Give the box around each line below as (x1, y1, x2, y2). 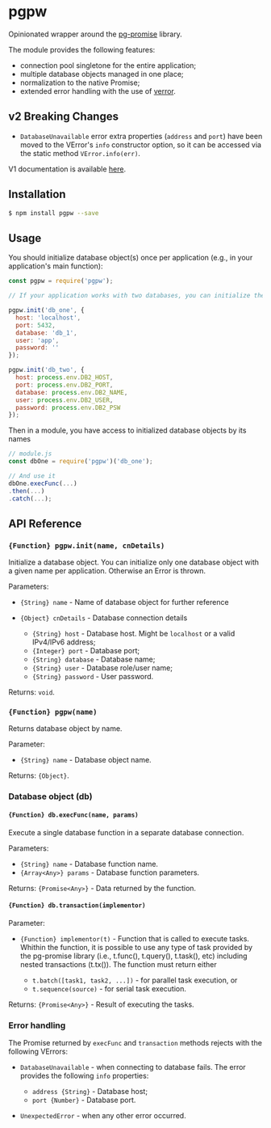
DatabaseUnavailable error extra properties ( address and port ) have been (19, 131, 263, 141)
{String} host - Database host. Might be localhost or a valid (31, 629, 236, 639)
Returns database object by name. (8, 724, 123, 733)
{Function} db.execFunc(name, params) (8, 811, 139, 819)
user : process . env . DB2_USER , (15, 395, 114, 404)
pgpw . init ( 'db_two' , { (8, 366, 85, 374)
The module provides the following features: (8, 44, 156, 54)
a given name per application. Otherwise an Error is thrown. (8, 566, 206, 576)
